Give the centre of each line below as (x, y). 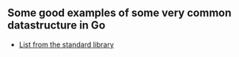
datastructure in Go (57, 26)
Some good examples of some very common (119, 13)
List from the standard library (66, 44)
